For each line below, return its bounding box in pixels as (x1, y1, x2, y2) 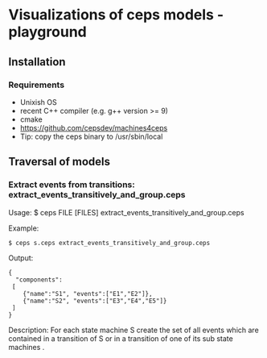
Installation (8, 55, 66, 69)
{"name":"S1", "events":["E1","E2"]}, (23, 289, 153, 298)
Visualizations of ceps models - (8, 6, 224, 24)
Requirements (8, 79, 65, 90)
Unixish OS (19, 97, 58, 106)
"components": (15, 276, 63, 284)
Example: (8, 223, 39, 233)
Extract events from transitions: (8, 179, 135, 190)
